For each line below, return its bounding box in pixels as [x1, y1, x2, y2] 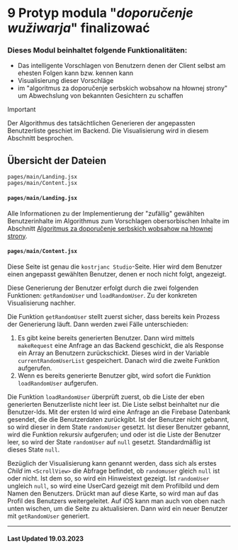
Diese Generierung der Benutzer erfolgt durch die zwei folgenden [7, 284, 199, 292]
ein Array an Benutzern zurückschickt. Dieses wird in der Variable [17, 349, 210, 357]
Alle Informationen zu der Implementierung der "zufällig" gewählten [7, 209, 205, 218]
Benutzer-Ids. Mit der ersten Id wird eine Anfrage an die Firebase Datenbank [7, 408, 231, 416]
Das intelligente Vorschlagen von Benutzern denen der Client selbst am [17, 62, 226, 70]
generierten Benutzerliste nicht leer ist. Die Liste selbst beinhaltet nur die [7, 400, 220, 408]
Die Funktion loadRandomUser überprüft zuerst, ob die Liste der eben [7, 392, 205, 401]
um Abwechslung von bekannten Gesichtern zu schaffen [17, 91, 183, 100]
